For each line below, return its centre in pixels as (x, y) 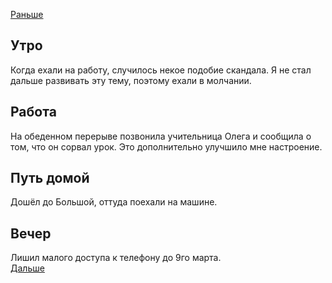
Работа (33, 112)
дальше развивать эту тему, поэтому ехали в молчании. (131, 80)
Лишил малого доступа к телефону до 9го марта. (116, 258)
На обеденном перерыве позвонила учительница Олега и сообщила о (161, 136)
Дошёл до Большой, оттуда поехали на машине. (114, 202)
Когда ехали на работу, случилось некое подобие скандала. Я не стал (161, 70)
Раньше (27, 14)
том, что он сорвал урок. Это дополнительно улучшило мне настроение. (166, 146)
